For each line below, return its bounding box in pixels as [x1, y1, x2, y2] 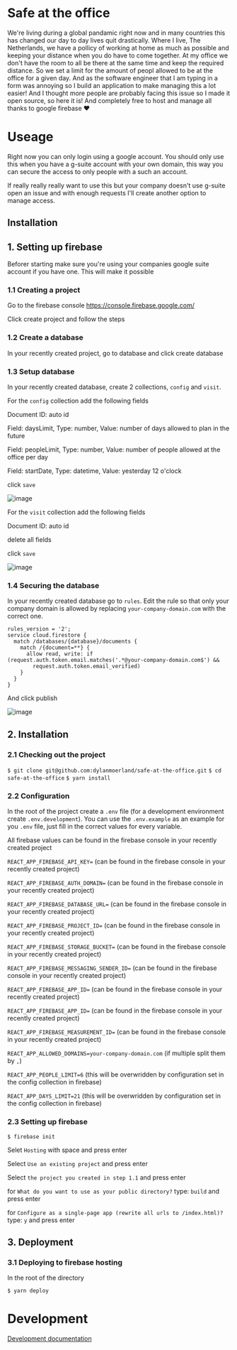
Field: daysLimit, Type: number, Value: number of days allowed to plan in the [7, 424, 230, 432]
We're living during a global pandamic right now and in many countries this [7, 28, 226, 37]
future [7, 431, 25, 440]
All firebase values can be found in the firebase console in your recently [7, 836, 217, 844]
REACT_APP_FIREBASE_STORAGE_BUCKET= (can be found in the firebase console [7, 942, 226, 951]
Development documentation [7, 1334, 92, 1343]
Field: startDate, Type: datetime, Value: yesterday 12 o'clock [7, 467, 182, 475]
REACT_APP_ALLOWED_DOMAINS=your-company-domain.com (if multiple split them [7, 1049, 226, 1057]
